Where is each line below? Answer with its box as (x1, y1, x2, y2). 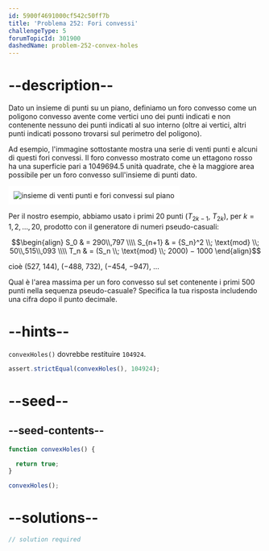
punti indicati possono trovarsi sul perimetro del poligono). (8, 129, 203, 139)
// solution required (8, 536, 81, 544)
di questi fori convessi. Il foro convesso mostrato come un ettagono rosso (8, 153, 253, 163)
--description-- (8, 77, 114, 95)
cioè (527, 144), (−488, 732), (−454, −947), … (8, 261, 159, 271)
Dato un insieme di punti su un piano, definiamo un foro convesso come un (8, 103, 257, 113)
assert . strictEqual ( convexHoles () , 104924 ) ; (8, 364, 160, 373)
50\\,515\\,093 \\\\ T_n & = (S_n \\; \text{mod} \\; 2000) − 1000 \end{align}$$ (9, 246, 262, 255)
